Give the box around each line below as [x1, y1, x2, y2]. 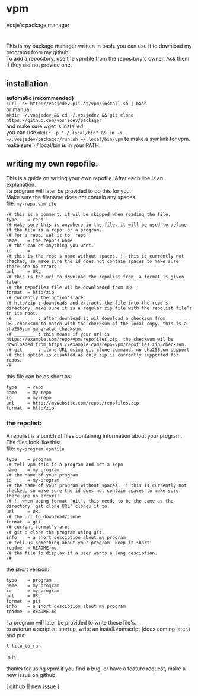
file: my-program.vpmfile [6, 445, 65, 452]
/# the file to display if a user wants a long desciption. [6, 550, 158, 556]
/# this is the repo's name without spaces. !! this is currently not [6, 253, 184, 259]
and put [6, 632, 25, 639]
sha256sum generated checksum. [6, 326, 84, 332]
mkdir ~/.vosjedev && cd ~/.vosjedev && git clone [6, 112, 134, 118]
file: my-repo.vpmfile [6, 200, 57, 207]
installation [6, 79, 49, 89]
